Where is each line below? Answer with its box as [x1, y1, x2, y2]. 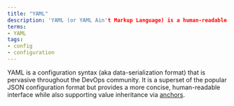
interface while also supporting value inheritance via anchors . [7, 90, 186, 98]
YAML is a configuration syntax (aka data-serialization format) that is [7, 68, 205, 77]
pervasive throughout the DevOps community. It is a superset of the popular [7, 75, 227, 84]
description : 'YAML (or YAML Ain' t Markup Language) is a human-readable [7, 17, 228, 24]
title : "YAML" [7, 10, 49, 17]
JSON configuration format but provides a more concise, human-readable [7, 83, 221, 91]
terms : [7, 23, 27, 30]
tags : [7, 36, 23, 43]
